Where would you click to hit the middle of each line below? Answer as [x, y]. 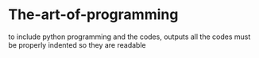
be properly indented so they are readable [77, 44]
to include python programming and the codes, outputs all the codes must [129, 37]
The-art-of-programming [93, 15]
